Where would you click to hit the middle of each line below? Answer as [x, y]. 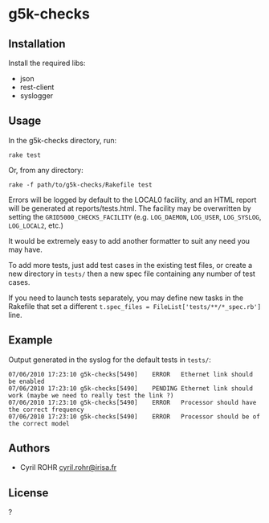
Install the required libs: [47, 63]
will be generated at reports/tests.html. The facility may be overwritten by [130, 208]
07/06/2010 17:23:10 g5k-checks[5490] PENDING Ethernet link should [130, 388]
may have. [25, 249]
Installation [37, 44]
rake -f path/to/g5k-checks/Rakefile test [80, 185]
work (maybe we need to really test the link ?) [91, 395]
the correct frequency [46, 410]
